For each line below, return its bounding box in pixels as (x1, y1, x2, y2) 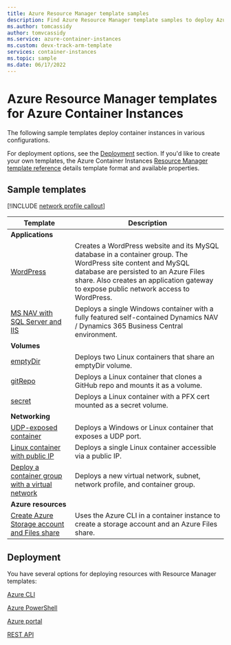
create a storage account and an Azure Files (74, 520, 218, 529)
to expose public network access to (74, 284, 190, 294)
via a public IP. (74, 451, 122, 461)
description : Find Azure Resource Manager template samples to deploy (7, 17, 214, 23)
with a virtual (10, 480, 52, 489)
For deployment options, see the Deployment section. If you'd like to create (7, 149, 220, 157)
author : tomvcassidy (7, 29, 67, 37)
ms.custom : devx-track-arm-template (7, 42, 112, 49)
